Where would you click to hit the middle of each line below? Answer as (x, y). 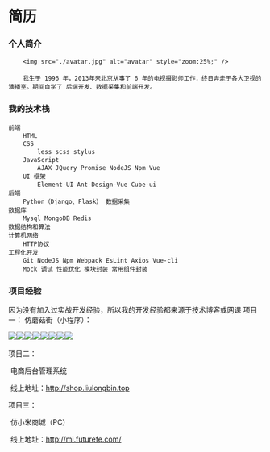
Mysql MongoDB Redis (57, 218)
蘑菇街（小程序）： (61, 320)
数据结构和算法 (29, 226)
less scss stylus (66, 151)
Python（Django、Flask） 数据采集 (77, 201)
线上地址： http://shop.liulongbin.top (70, 388)
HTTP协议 (36, 244)
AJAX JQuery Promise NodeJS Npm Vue (99, 168)
